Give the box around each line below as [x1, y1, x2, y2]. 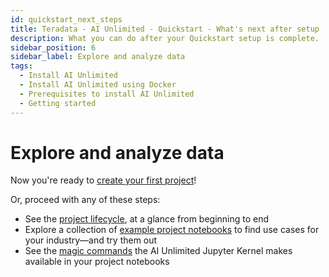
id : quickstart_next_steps [10, 14, 123, 25]
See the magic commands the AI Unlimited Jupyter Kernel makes [24, 245, 293, 257]
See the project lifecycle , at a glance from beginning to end [24, 213, 270, 225]
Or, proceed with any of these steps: [10, 194, 161, 206]
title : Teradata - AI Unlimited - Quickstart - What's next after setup [10, 24, 320, 34]
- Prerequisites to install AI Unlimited [19, 89, 195, 99]
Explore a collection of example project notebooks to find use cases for [24, 224, 320, 236]
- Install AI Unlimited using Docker [19, 80, 177, 90]
